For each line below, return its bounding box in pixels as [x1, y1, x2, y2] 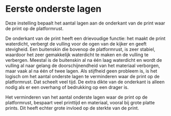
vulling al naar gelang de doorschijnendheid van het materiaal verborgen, [5, 62, 160, 68]
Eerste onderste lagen [5, 3, 102, 15]
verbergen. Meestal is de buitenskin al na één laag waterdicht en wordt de [5, 57, 162, 63]
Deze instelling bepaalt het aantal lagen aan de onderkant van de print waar [5, 20, 165, 26]
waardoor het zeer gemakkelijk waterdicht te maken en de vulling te [5, 52, 149, 58]
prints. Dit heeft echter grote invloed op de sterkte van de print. [5, 105, 140, 111]
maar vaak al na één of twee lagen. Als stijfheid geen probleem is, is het [5, 67, 158, 74]
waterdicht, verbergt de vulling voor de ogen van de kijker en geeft [5, 40, 147, 47]
